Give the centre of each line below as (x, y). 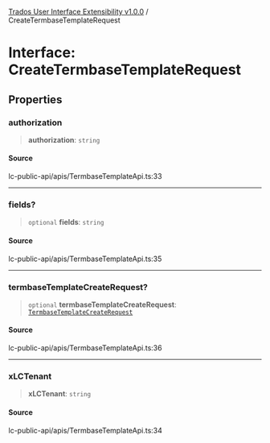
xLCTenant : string (59, 394)
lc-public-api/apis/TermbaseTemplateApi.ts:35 (85, 259)
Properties (35, 99)
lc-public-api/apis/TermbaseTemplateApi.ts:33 (85, 176)
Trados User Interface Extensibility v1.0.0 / (78, 12)
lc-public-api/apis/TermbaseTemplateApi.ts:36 (85, 348)
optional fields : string (66, 222)
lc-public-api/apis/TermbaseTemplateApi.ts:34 (86, 430)
